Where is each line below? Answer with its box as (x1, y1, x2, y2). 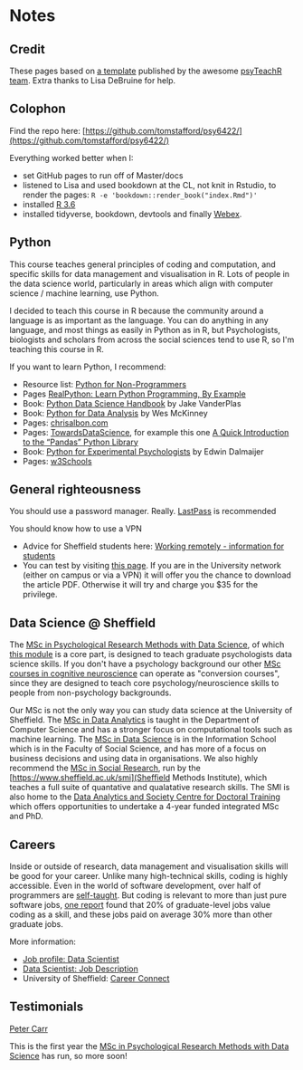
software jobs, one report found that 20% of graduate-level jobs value (9, 900, 271, 911)
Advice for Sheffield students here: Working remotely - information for (22, 540, 285, 552)
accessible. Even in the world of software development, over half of (9, 880, 261, 892)
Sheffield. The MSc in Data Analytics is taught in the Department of (9, 714, 260, 725)
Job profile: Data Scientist (22, 954, 119, 965)
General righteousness (9, 482, 142, 498)
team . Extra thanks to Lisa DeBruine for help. (9, 75, 176, 86)
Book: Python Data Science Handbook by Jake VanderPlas (22, 397, 241, 408)
